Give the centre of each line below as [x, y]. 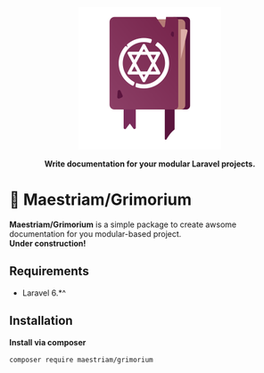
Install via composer [48, 342]
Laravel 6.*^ [44, 293]
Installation [41, 321]
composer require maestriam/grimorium [81, 360]
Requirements [49, 271]
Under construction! [48, 243]
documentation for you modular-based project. [95, 233]
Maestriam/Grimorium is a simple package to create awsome [123, 224]
